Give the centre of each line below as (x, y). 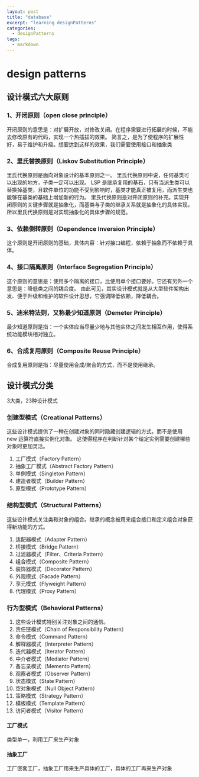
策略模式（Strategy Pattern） (51, 695)
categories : (21, 28)
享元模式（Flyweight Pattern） (52, 583)
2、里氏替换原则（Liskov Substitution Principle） (78, 161)
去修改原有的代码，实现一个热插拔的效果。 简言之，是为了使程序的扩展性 (95, 137)
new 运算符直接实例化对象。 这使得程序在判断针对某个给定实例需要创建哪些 (99, 439)
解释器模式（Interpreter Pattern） (56, 644)
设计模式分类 (30, 385)
